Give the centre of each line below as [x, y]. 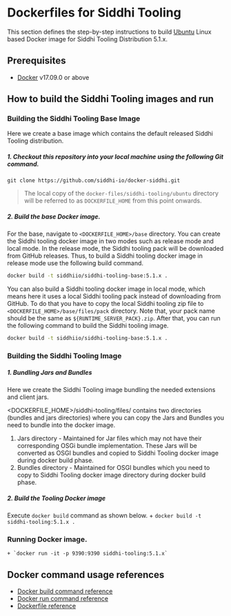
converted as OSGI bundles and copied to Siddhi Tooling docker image [118, 453]
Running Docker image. [47, 539]
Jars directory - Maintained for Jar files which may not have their [109, 438]
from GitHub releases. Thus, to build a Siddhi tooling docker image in [105, 256]
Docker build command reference [65, 591]
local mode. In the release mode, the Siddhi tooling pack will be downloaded [115, 249]
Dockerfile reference [47, 606]
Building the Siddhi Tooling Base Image [74, 119]
